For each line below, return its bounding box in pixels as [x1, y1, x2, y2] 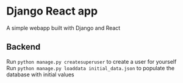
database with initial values [6, 71, 74, 78]
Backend [6, 42, 41, 52]
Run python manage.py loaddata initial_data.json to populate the [6, 64, 175, 71]
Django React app [6, 4, 98, 18]
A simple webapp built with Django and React [6, 24, 121, 32]
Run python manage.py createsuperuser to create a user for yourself [6, 58, 177, 65]
